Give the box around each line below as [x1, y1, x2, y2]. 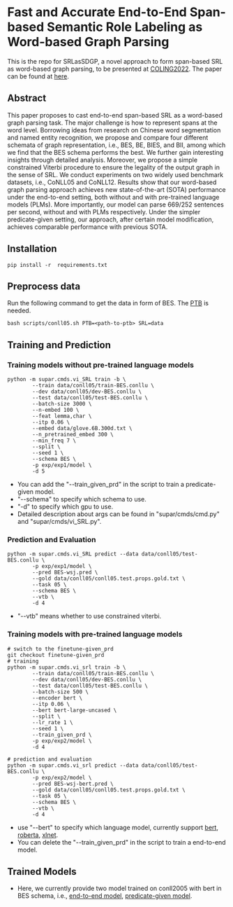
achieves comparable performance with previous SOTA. [7, 222, 168, 231]
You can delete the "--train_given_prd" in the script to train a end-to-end [17, 838, 226, 846]
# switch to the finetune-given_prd [7, 645, 114, 652]
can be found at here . [7, 71, 70, 81]
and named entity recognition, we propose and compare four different [7, 133, 209, 141]
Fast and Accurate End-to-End [7, 4, 187, 20]
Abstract [7, 92, 47, 104]
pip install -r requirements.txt [7, 261, 108, 268]
